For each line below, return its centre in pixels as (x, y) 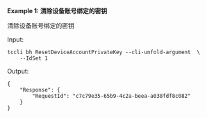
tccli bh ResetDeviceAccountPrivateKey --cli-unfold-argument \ (104, 52)
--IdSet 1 (34, 58)
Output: (18, 71)
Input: (16, 40)
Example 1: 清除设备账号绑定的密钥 (57, 11)
